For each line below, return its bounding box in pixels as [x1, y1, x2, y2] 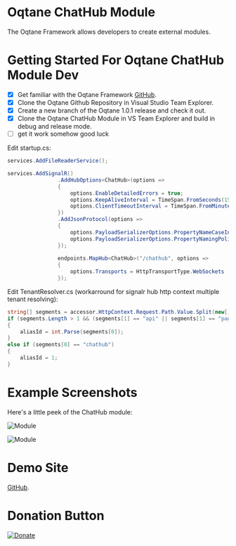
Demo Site [7, 459, 69, 476]
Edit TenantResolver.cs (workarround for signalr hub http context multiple [7, 287, 220, 296]
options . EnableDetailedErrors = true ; [70, 189, 184, 197]
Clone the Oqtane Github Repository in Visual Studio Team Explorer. [17, 98, 214, 106]
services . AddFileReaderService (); [7, 158, 109, 165]
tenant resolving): [7, 295, 58, 303]
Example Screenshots [7, 385, 138, 400]
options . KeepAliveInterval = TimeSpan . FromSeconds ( [70, 196, 225, 203]
